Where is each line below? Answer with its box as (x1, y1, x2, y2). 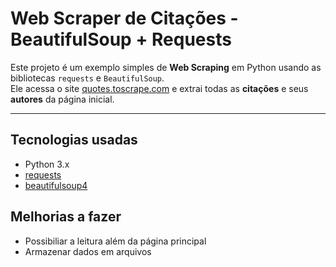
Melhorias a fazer (10, 208, 122, 226)
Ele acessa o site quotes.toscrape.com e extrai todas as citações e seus (10, 82, 309, 94)
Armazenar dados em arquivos (24, 245, 152, 257)
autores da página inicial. (10, 93, 115, 105)
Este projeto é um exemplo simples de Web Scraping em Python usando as (10, 61, 322, 73)
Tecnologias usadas (10, 132, 138, 149)
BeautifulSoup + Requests (10, 28, 232, 51)
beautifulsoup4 (24, 179, 88, 191)
